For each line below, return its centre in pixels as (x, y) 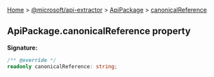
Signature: (22, 48)
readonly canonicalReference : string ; (62, 66)
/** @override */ (32, 60)
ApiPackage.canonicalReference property (99, 31)
